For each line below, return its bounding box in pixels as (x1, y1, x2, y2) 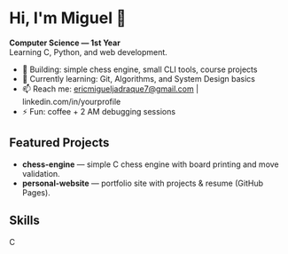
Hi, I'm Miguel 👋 (9, 8, 127, 28)
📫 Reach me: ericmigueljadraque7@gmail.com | (21, 83, 199, 94)
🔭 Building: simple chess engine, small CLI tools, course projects (21, 64, 258, 75)
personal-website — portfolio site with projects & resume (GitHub (21, 178, 264, 188)
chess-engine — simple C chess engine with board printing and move (21, 159, 279, 170)
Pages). (21, 187, 51, 198)
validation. (21, 168, 60, 179)
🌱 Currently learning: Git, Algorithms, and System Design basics (21, 73, 255, 83)
